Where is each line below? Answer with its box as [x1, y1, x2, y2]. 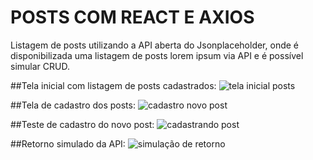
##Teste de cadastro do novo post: [10, 118, 155, 130]
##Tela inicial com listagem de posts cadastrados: [10, 79, 217, 91]
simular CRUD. [10, 60, 70, 72]
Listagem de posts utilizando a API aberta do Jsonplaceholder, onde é [10, 39, 299, 51]
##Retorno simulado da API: [10, 137, 126, 150]
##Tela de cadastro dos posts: [10, 99, 136, 111]
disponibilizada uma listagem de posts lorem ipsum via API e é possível [10, 49, 304, 61]
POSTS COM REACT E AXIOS [10, 6, 255, 29]
